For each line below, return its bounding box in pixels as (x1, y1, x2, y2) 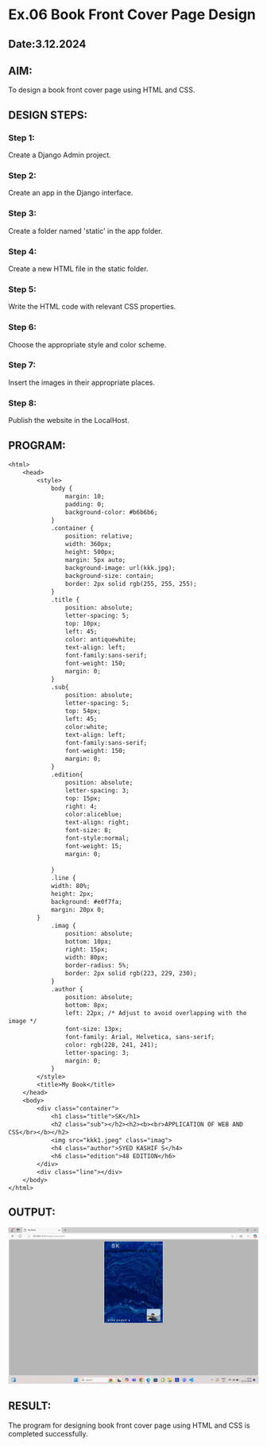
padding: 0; (64, 500, 105, 508)
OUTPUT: (8, 1206, 56, 1219)
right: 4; (64, 802, 98, 810)
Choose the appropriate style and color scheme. (8, 339, 167, 349)
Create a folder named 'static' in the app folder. (8, 226, 163, 235)
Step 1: (8, 132, 35, 143)
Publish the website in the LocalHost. (8, 416, 130, 425)
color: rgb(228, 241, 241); (64, 1041, 158, 1049)
